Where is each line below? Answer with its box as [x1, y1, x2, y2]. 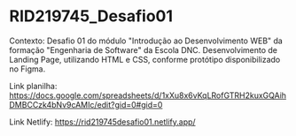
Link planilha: [9, 80, 58, 91]
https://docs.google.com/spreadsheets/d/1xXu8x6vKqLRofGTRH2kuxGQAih [9, 90, 286, 101]
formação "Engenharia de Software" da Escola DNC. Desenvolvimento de [9, 44, 277, 55]
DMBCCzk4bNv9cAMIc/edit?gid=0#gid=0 [9, 99, 163, 110]
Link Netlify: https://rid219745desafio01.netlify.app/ [9, 117, 197, 127]
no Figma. [9, 64, 46, 74]
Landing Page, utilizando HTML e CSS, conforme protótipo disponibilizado [9, 54, 281, 64]
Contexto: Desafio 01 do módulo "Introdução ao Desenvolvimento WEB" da [9, 35, 284, 46]
